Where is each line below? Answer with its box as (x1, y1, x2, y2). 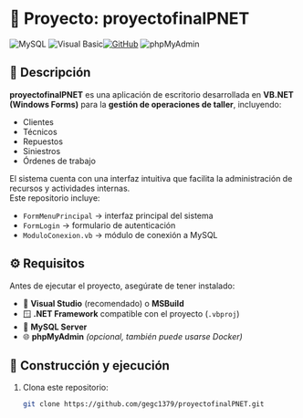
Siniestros (22, 145, 61, 156)
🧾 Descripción (9, 65, 91, 80)
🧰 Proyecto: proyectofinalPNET (9, 8, 250, 29)
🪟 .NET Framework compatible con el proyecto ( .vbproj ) (22, 308, 240, 319)
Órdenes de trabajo (22, 155, 96, 166)
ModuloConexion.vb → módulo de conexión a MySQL (22, 229, 218, 240)
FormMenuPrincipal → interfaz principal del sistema (22, 210, 214, 221)
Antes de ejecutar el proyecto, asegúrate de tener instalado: (9, 280, 235, 291)
